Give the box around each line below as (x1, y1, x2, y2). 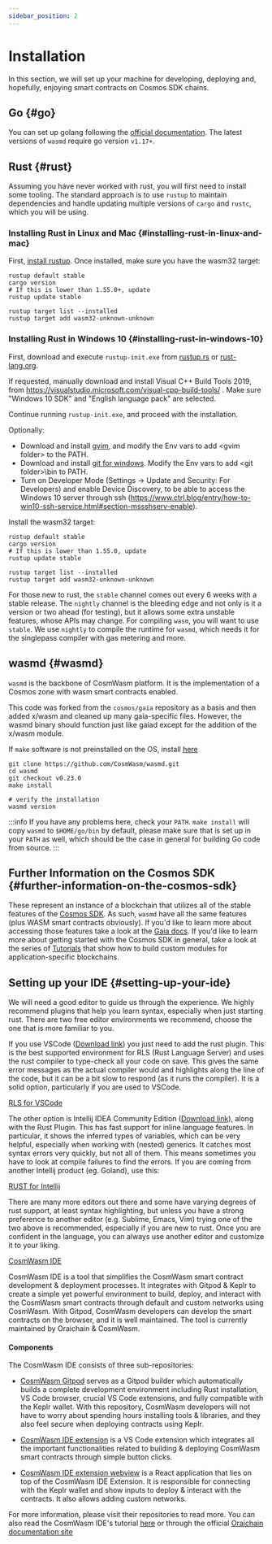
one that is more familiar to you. (8, 1024, 114, 1033)
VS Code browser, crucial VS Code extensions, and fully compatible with (19, 1394, 264, 1403)
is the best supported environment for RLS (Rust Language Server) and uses (8, 1048, 265, 1058)
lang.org (8, 360, 37, 370)
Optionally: (8, 424, 45, 435)
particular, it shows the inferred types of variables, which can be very (8, 1131, 241, 1141)
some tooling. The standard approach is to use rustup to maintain (8, 190, 227, 200)
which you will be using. (8, 207, 89, 217)
